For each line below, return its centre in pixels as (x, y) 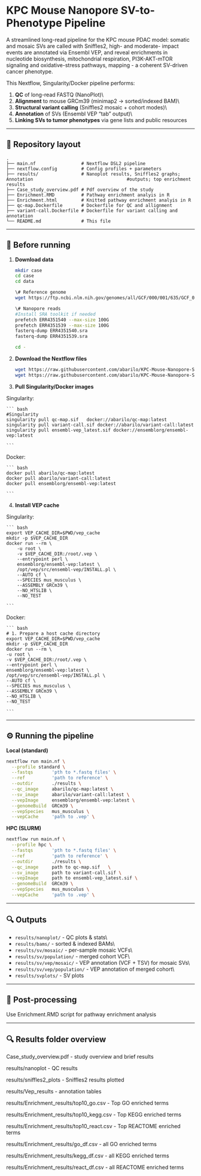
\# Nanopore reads (38, 309)
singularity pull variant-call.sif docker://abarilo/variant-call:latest (100, 425)
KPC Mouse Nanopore (62, 10)
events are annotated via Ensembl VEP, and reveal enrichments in (87, 52)
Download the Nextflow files (51, 359)
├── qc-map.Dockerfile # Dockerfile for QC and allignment (89, 205)
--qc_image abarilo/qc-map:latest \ (63, 789)
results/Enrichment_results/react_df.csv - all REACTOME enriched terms (95, 1168)
